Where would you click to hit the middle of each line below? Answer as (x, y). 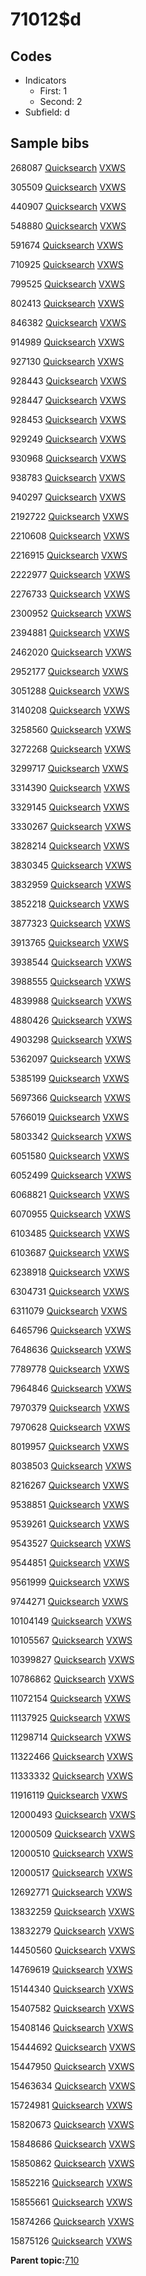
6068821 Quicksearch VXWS (70, 1194)
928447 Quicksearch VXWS (68, 400)
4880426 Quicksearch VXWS (71, 1020)
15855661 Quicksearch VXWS (71, 2202)
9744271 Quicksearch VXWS (69, 1601)
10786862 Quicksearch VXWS (72, 1679)
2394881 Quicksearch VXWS (70, 632)
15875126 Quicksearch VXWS (71, 2240)
